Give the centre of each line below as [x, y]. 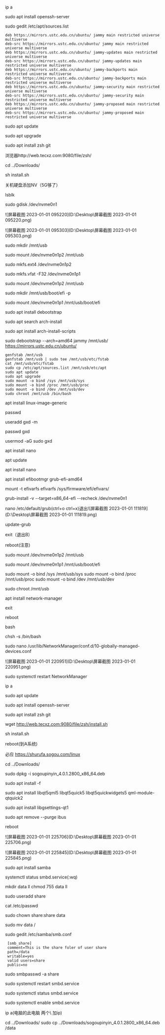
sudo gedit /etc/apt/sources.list [37, 26]
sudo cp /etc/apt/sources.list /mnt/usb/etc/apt [56, 368]
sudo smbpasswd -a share [32, 974]
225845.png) [18, 858]
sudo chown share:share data [35, 915]
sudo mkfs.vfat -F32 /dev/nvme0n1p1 [43, 274]
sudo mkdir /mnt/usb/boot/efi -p [38, 293]
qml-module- [141, 793]
